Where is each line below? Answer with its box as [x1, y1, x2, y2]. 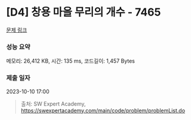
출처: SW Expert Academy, [20, 100, 86, 107]
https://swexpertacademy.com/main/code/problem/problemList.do [20, 107, 186, 114]
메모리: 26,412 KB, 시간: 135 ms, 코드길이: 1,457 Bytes [6, 57, 135, 64]
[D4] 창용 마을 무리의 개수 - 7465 [6, 5, 161, 19]
